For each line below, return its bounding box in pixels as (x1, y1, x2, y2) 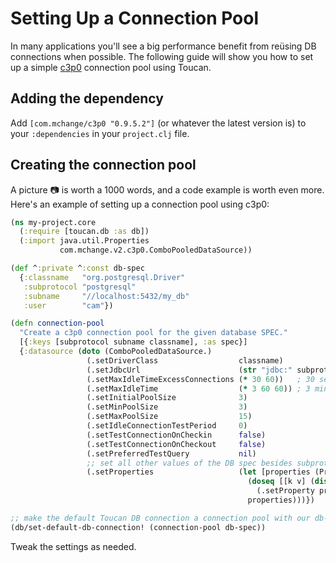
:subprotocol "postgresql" (23, 282, 137, 292)
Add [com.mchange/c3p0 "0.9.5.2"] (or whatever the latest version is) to (10, 117, 307, 129)
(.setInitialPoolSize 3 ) (86, 393, 248, 403)
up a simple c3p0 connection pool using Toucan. (10, 61, 212, 73)
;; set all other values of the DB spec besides (86, 458, 293, 468)
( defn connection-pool (10, 318, 105, 329)
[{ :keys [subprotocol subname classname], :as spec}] (19, 337, 248, 347)
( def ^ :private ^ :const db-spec (10, 263, 145, 274)
